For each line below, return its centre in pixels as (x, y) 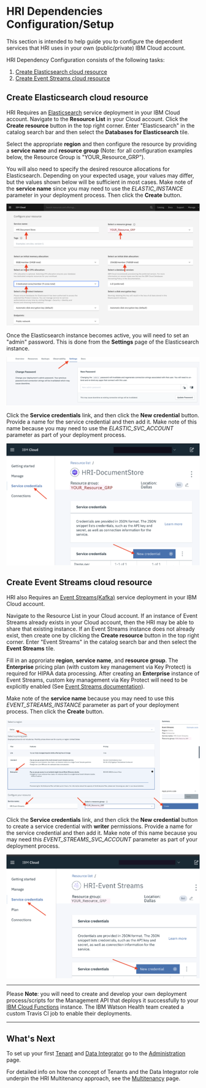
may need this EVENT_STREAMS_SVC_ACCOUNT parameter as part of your (102, 839)
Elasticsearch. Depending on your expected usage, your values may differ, (100, 175)
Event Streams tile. (31, 648)
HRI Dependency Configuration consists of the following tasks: (86, 60)
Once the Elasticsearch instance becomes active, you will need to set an (98, 335)
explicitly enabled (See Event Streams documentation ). (76, 686)
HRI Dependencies (55, 11)
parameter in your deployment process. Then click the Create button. (94, 195)
